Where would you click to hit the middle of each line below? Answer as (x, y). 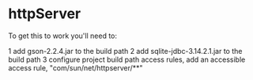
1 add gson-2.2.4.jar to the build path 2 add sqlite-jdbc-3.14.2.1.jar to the (125, 51)
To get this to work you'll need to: (62, 36)
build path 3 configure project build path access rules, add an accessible (127, 59)
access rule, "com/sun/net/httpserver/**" (76, 67)
